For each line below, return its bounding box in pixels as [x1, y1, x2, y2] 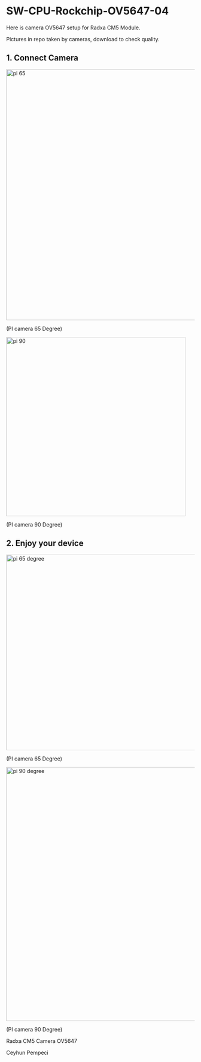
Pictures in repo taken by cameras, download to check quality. [6, 35, 160, 42]
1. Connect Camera [6, 53, 79, 63]
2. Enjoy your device [6, 538, 84, 549]
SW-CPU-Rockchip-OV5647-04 [6, 4, 169, 18]
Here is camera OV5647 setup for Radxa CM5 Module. [6, 24, 141, 31]
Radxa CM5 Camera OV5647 [6, 1037, 78, 1045]
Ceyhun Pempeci [6, 1049, 49, 1056]
